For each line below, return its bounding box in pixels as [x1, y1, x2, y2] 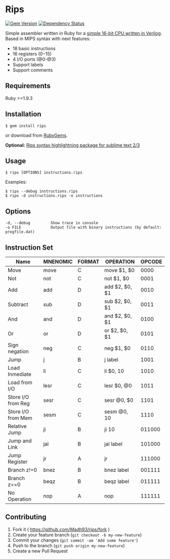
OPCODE [140, 258, 162, 265]
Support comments [12, 67, 53, 73]
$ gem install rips [5, 123, 47, 128]
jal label [104, 440, 123, 447]
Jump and [8, 437, 32, 444]
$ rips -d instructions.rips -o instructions [5, 193, 103, 198]
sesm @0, [104, 408, 128, 415]
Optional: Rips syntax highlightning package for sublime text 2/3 [5, 142, 140, 148]
